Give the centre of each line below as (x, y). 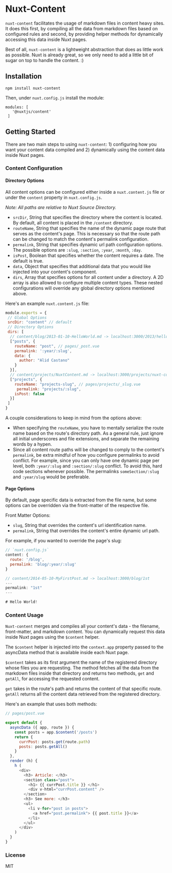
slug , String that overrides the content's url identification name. (80, 525)
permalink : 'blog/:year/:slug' (43, 564)
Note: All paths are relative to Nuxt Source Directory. (61, 207)
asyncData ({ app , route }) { (42, 728)
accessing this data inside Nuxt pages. (46, 39)
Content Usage (24, 615)
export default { (24, 723)
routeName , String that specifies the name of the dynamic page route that (89, 228)
